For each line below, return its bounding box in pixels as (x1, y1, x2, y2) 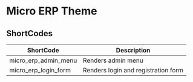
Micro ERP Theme (6, 4, 97, 18)
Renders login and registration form (82, 66, 184, 74)
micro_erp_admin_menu (9, 56, 77, 65)
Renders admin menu (82, 56, 144, 65)
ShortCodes (6, 28, 53, 39)
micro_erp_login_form (9, 66, 71, 74)
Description (116, 46, 151, 54)
